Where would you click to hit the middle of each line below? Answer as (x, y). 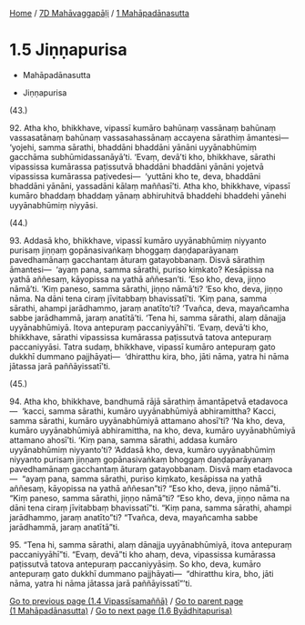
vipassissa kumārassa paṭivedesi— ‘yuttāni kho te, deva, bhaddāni (135, 176)
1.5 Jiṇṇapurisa (68, 50)
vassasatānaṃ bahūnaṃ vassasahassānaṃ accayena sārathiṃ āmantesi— (149, 137)
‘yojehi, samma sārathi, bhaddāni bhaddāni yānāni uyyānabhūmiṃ (133, 147)
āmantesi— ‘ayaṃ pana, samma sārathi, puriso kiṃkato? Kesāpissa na (142, 269)
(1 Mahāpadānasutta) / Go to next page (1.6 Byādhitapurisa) (121, 610)
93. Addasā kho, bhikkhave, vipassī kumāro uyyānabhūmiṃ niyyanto (138, 240)
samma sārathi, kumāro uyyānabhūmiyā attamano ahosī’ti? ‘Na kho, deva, (147, 420)
